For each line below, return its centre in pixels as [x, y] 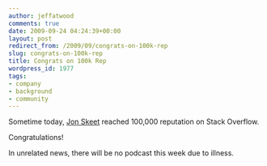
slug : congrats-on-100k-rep [56, 53]
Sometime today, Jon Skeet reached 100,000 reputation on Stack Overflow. [134, 121]
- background [30, 91]
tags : [17, 76]
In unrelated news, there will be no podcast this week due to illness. [121, 153]
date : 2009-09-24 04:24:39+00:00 [65, 31]
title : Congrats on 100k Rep [57, 62]
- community [28, 99]
